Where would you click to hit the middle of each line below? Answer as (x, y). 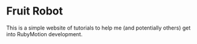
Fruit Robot (35, 11)
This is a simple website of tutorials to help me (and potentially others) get (98, 28)
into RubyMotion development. (44, 34)
